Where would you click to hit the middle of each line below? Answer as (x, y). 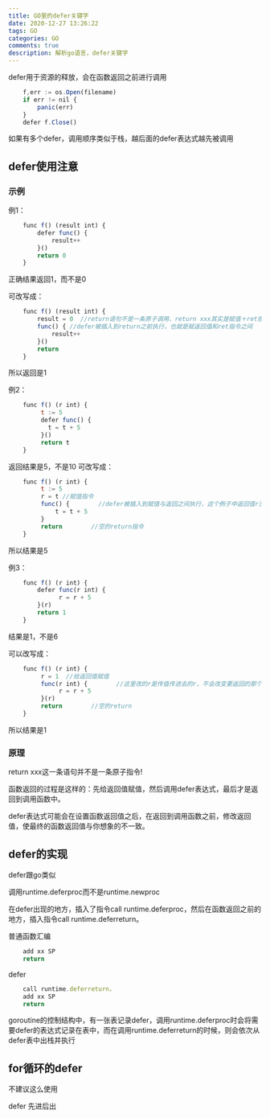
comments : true (34, 46)
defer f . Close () (50, 122)
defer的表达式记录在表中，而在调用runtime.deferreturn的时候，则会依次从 (137, 1030)
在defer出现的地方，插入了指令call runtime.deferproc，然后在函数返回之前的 (135, 909)
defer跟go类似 (32, 875)
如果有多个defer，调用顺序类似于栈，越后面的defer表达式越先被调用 (121, 138)
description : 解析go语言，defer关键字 (68, 53)
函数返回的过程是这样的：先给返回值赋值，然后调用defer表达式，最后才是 (130, 789)
